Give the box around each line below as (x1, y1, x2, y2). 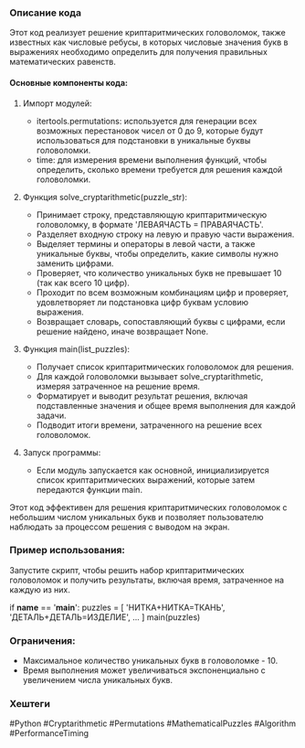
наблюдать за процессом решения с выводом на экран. (9, 521, 230, 532)
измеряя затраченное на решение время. (36, 380, 201, 391)
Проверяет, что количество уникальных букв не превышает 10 (36, 267, 282, 278)
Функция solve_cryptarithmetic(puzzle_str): (22, 191, 188, 202)
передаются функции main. (36, 484, 143, 495)
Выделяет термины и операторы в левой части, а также (36, 238, 256, 249)
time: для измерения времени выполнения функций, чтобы (36, 154, 268, 166)
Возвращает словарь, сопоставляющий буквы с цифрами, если (36, 315, 286, 326)
